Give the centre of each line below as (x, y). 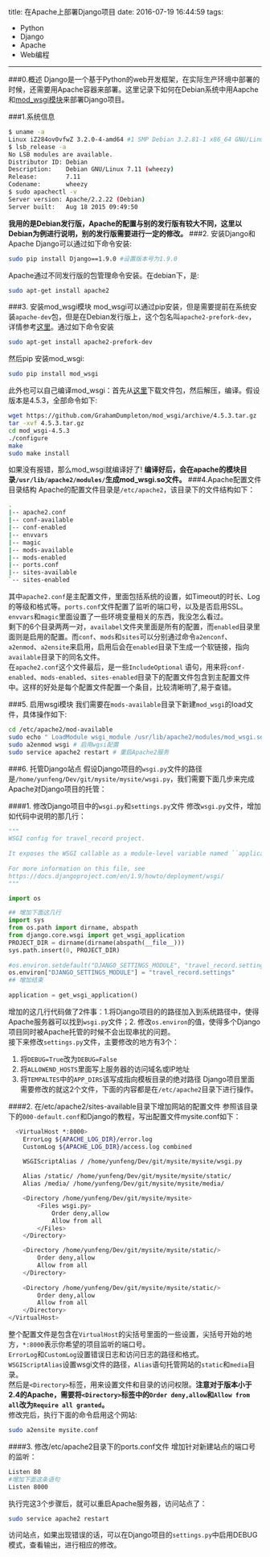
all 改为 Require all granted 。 (59, 1405)
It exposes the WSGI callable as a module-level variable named (118, 854)
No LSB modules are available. (61, 154)
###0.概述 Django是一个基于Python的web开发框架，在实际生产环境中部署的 (134, 79)
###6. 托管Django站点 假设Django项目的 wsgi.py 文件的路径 (106, 768)
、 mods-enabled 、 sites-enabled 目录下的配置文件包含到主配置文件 (142, 677)
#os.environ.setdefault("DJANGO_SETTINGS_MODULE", (95, 965)
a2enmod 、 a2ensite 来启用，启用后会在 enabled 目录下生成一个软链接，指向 (129, 647)
